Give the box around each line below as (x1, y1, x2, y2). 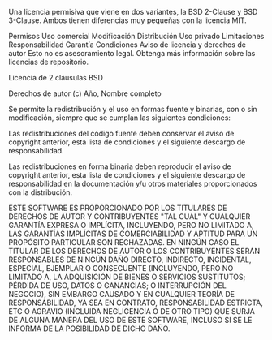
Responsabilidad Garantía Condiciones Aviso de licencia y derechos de (8, 40, 246, 49)
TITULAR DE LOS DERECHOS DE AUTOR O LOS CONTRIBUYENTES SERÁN (8, 247, 261, 256)
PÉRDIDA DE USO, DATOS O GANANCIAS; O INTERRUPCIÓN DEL (8, 281, 227, 291)
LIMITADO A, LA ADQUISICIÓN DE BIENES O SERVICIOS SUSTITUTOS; (8, 272, 246, 282)
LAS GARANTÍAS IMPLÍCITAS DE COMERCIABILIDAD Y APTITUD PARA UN (8, 229, 258, 239)
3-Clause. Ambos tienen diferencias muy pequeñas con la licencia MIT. (8, 15, 248, 25)
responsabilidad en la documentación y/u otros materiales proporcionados (8, 179, 257, 188)
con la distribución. (8, 187, 73, 197)
